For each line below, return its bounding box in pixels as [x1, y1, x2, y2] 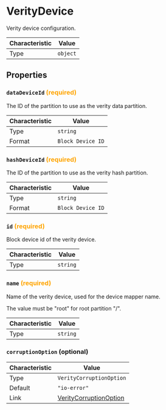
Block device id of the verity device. [6, 236, 96, 243]
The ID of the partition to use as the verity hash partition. [6, 169, 148, 176]
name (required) [6, 279, 52, 287]
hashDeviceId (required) [6, 155, 77, 164]
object [57, 50, 77, 57]
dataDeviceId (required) [6, 88, 77, 97]
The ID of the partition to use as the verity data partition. [6, 102, 147, 109]
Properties [6, 70, 47, 81]
